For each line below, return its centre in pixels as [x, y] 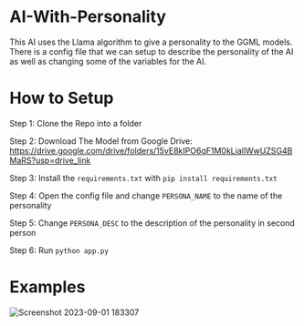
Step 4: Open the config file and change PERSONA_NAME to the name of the [146, 195]
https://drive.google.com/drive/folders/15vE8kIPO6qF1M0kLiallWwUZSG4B [151, 150]
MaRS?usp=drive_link [50, 160]
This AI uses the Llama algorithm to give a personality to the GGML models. [151, 42]
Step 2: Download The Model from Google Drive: [101, 141]
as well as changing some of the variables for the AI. [108, 61]
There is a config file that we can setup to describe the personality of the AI [152, 51]
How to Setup [62, 98]
